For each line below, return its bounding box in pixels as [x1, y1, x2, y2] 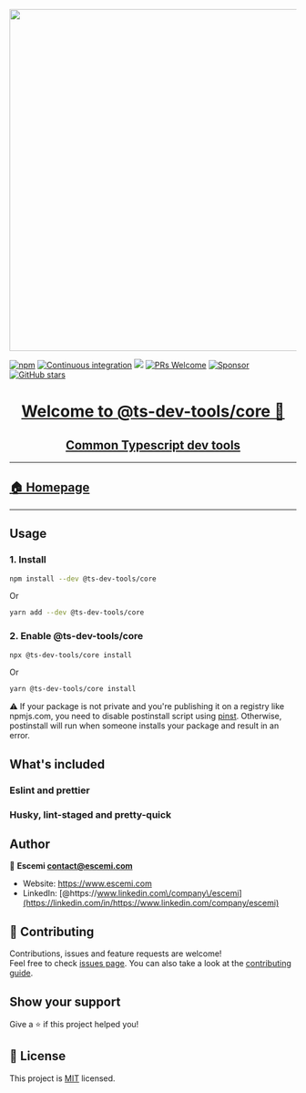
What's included [9, 757, 106, 772]
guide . [9, 967, 34, 979]
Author [9, 836, 50, 851]
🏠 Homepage [9, 479, 90, 496]
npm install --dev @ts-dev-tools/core [9, 574, 157, 583]
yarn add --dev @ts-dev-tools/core [9, 608, 145, 617]
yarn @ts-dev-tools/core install [9, 685, 137, 694]
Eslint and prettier [9, 784, 90, 797]
